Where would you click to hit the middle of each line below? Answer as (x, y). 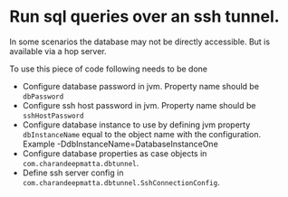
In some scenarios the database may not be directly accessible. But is (139, 42)
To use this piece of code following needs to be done (109, 69)
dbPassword (43, 97)
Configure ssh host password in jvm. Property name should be (139, 105)
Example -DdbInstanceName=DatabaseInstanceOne (120, 144)
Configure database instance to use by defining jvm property (136, 125)
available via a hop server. (58, 51)
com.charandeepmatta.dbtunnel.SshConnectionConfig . (121, 182)
